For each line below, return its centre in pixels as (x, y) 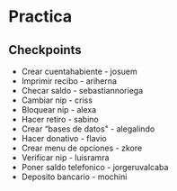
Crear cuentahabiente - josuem (79, 71)
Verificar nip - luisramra (65, 158)
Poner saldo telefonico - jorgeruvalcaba (95, 167)
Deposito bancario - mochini (74, 177)
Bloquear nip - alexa (59, 109)
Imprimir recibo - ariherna (69, 81)
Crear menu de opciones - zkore (82, 148)
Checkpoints (45, 50)
